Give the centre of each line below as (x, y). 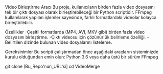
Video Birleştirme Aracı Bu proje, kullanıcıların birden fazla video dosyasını (80, 7)
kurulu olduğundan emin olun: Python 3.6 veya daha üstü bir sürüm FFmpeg (81, 57)
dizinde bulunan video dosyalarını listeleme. (68, 42)
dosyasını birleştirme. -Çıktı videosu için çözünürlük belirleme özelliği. (75, 37)
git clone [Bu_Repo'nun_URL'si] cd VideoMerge (53, 66)
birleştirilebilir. (19, 22)
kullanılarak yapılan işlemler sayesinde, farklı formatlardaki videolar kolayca (81, 17)
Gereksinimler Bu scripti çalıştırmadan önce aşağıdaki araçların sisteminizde (82, 52)
